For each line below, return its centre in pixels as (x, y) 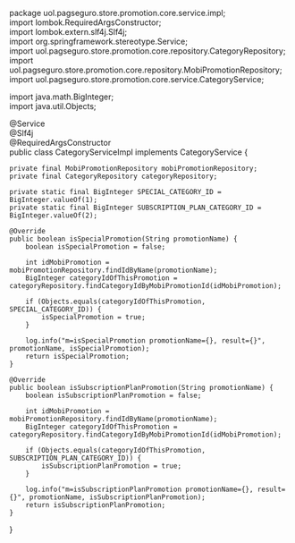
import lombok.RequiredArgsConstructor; (85, 22)
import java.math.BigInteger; (62, 97)
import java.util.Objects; (53, 106)
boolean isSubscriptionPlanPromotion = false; (114, 395)
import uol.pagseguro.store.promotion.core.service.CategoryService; (137, 79)
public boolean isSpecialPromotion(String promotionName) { (124, 239)
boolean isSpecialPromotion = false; (96, 247)
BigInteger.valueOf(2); (54, 216)
